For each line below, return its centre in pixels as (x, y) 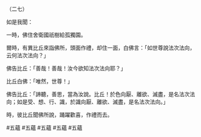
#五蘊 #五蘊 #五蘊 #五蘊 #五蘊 (45, 128)
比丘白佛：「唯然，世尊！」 (39, 81)
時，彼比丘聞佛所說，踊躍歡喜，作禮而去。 (60, 115)
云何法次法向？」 (28, 55)
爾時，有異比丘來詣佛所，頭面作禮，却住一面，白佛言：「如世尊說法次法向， (101, 48)
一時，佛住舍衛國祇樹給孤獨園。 (46, 35)
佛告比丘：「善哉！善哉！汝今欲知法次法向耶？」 (66, 68)
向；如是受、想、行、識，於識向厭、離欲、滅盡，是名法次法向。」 (87, 102)
